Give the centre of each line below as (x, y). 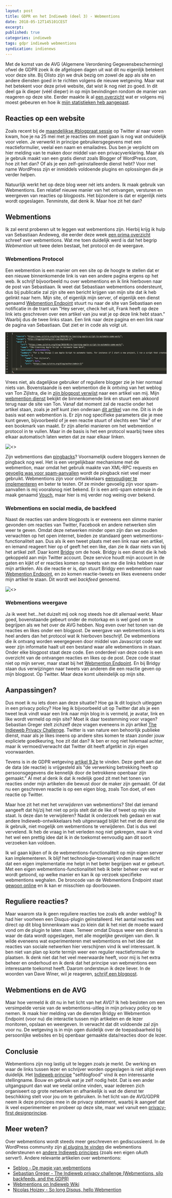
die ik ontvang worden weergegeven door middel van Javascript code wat (84, 641)
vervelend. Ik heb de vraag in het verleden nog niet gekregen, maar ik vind (84, 832)
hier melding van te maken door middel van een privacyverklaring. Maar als (85, 153)
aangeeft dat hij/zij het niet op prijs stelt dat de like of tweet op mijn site (81, 810)
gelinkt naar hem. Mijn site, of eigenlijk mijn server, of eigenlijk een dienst (82, 298)
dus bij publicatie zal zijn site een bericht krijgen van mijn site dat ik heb (81, 292)
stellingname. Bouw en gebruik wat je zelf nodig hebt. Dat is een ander (80, 1080)
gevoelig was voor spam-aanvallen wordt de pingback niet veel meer (78, 473)
